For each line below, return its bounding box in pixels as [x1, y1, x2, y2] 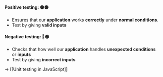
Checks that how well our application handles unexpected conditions [11, 47, 156, 52]
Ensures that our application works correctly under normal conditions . [11, 17, 159, 23]
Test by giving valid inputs [11, 22, 66, 28]
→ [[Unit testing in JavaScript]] [4, 66, 68, 72]
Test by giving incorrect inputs [11, 57, 76, 63]
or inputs [11, 51, 31, 57]
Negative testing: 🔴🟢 [4, 33, 50, 39]
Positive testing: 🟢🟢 [4, 4, 49, 10]
